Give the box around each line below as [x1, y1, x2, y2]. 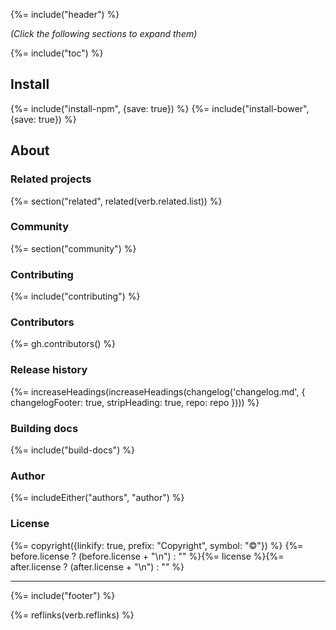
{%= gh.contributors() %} [10, 338, 117, 350]
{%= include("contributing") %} [10, 290, 141, 303]
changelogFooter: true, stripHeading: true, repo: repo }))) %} [10, 396, 260, 408]
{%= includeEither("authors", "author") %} [10, 492, 185, 504]
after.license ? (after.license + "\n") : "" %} [10, 560, 185, 573]
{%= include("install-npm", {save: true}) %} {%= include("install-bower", [10, 102, 310, 114]
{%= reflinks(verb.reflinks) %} [10, 609, 135, 621]
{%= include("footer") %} [10, 589, 116, 601]
